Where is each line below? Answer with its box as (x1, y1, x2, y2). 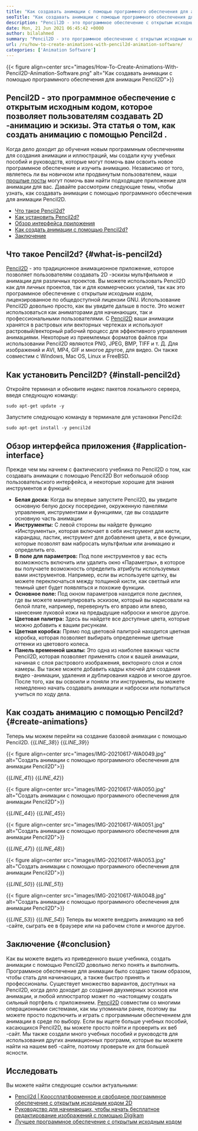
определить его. (14, 547, 56, 553)
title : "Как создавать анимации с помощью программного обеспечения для (6, 8, 189, 15)
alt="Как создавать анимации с (93, 69, 173, 77)
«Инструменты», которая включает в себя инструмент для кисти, (14, 528, 181, 534)
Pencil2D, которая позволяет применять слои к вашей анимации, (14, 653, 180, 660)
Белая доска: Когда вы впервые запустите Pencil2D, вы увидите (14, 496, 178, 503)
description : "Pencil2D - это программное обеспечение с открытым (6, 19, 173, 25)
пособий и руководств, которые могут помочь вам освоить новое (6, 158, 174, 165)
